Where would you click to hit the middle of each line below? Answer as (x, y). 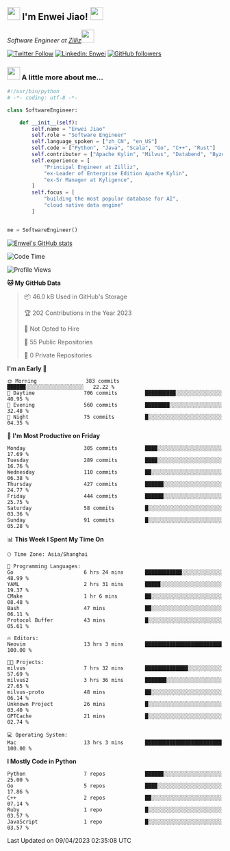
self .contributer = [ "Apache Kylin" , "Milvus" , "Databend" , (119, 155)
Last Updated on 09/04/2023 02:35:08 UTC (69, 840)
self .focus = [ (53, 192)
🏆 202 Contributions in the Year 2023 (78, 313)
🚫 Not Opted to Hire (52, 329)
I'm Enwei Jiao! (55, 17)
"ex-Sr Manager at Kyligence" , (88, 180)
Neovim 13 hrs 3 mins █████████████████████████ (115, 644)
